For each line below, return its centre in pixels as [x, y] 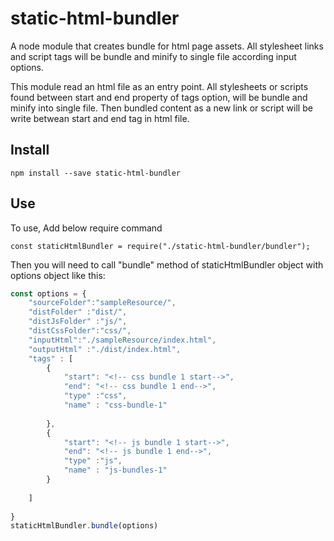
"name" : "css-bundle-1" [115, 405]
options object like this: [58, 275]
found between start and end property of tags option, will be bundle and [159, 97]
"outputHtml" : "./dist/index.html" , [105, 349]
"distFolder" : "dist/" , [78, 312]
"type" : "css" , [95, 396]
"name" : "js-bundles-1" [115, 470]
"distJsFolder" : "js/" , [78, 322]
